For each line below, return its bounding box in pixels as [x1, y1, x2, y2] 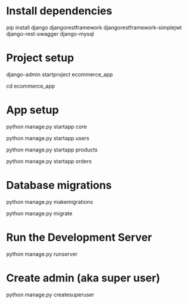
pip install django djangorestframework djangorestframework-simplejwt [6, 24, 182, 31]
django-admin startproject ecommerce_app [6, 70, 113, 78]
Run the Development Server [6, 231, 152, 244]
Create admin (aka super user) [6, 271, 161, 284]
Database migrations [6, 179, 112, 192]
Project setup [6, 51, 75, 65]
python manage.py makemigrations [6, 198, 94, 205]
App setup [6, 103, 59, 117]
